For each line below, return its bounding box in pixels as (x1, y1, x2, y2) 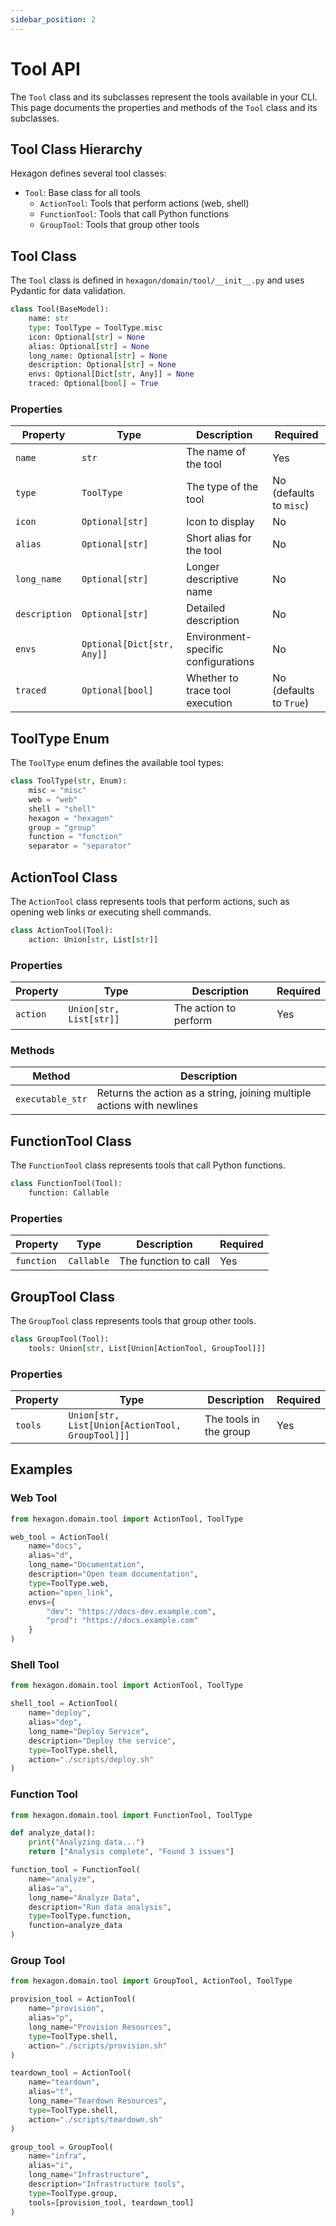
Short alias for (186, 531, 252, 545)
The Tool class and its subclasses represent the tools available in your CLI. (10, 91, 318, 103)
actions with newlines (96, 1099, 199, 1113)
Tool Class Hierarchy (10, 141, 143, 158)
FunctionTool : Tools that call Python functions (39, 208, 230, 220)
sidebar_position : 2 (10, 14, 97, 25)
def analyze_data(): (10, 1828, 97, 1838)
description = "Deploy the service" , (28, 1736, 177, 1746)
